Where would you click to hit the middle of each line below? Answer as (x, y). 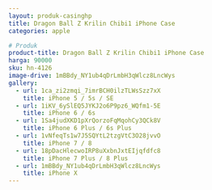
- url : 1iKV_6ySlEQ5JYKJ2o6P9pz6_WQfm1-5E (88, 106)
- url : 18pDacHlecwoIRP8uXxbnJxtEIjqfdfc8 (88, 150)
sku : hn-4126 (30, 68)
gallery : (23, 83)
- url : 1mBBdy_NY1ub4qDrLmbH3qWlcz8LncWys (88, 166)
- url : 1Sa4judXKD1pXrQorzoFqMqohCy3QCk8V (88, 121)
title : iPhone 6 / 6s (59, 113)
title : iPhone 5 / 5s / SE (68, 98)
